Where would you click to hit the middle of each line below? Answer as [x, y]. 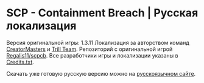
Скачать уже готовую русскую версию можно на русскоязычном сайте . [101, 73]
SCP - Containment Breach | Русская [102, 13]
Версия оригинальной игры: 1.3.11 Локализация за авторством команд [98, 42]
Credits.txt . [20, 62]
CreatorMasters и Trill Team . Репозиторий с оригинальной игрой [90, 49]
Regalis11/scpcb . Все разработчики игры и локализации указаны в [92, 55]
